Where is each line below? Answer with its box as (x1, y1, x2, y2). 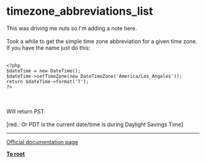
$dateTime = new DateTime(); (6, 67, 81, 74)
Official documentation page (6, 138, 78, 145)
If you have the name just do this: (6, 44, 91, 51)
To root (6, 150, 25, 157)
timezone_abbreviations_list (6, 4, 153, 18)
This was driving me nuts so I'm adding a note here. (6, 25, 137, 32)
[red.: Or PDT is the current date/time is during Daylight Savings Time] (6, 121, 184, 128)
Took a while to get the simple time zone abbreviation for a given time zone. (6, 37, 197, 45)
